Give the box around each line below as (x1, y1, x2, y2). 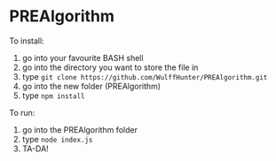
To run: (9, 107, 35, 118)
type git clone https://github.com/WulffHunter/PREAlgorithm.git (21, 71, 268, 81)
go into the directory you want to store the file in (21, 62, 199, 73)
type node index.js (21, 134, 93, 144)
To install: (9, 35, 44, 46)
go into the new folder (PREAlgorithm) (21, 80, 162, 91)
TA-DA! (21, 143, 49, 154)
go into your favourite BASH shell (21, 52, 144, 63)
